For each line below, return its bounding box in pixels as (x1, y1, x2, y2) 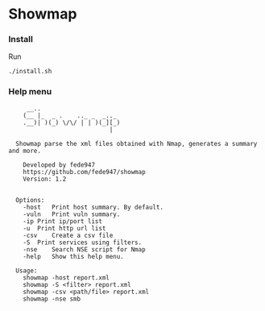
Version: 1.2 (23, 175, 67, 183)
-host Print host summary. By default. (23, 203, 164, 211)
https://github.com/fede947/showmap (23, 168, 147, 176)
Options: (15, 196, 45, 204)
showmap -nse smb (23, 295, 81, 303)
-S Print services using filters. (23, 238, 143, 247)
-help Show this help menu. (23, 252, 125, 260)
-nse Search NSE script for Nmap (23, 245, 147, 254)
